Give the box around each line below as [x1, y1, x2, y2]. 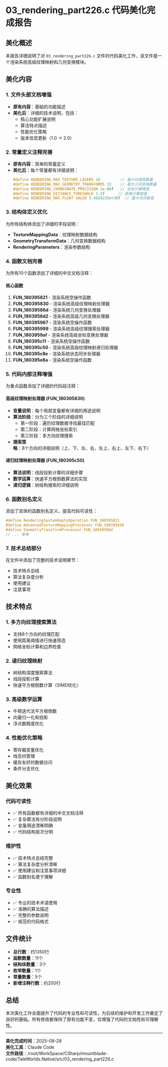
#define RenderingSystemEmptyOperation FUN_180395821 [5, 518, 120, 523]
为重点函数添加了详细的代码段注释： [5, 383, 80, 389]
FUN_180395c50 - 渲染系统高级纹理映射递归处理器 [12, 345, 119, 351]
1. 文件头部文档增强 [5, 91, 52, 98]
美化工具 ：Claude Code [5, 1044, 54, 1050]
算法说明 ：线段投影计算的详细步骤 [12, 469, 83, 475]
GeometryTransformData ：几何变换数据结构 [12, 238, 106, 244]
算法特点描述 [20, 122, 47, 128]
